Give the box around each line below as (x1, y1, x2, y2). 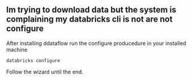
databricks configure (6, 57, 61, 64)
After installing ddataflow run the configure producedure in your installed (6, 39, 187, 47)
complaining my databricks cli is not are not (6, 14, 173, 25)
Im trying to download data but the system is (6, 5, 176, 15)
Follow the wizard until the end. (6, 68, 84, 75)
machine (6, 46, 28, 53)
